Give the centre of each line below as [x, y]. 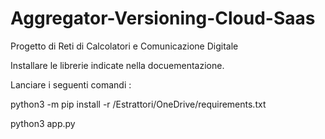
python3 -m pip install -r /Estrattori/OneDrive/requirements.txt [138, 104]
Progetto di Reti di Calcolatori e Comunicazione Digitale [124, 46]
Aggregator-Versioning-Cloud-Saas [163, 18]
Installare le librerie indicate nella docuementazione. [117, 65]
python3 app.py [43, 123]
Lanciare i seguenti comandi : [71, 84]
